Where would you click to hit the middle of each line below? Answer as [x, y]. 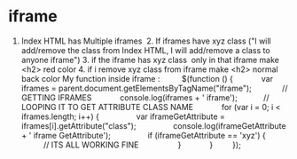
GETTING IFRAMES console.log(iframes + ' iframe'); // [145, 97]
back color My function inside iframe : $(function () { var [147, 78]
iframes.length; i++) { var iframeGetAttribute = [123, 116]
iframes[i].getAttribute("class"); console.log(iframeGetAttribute [153, 125]
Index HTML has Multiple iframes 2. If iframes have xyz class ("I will [146, 41]
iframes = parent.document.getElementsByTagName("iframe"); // [154, 88]
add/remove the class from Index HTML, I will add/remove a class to [146, 50]
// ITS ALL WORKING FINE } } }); [142, 145]
